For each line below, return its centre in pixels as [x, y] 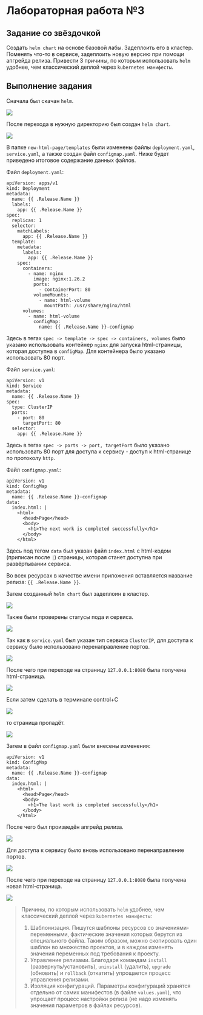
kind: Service [24, 386]
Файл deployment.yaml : [35, 172]
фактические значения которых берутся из [127, 934]
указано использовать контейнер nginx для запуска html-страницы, [94, 344]
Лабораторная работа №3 [75, 11]
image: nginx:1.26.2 [59, 279]
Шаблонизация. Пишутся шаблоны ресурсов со [92, 927]
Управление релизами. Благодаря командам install [99, 960]
